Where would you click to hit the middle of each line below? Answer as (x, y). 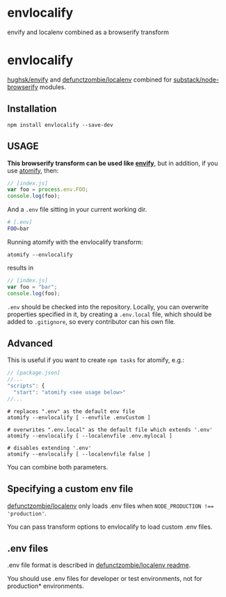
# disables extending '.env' (49, 448)
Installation (32, 109)
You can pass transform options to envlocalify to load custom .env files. (110, 527)
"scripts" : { (26, 386)
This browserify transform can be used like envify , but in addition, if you (113, 163)
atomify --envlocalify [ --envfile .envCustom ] (79, 417)
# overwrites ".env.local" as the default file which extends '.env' (110, 430)
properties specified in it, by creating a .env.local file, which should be (110, 314)
